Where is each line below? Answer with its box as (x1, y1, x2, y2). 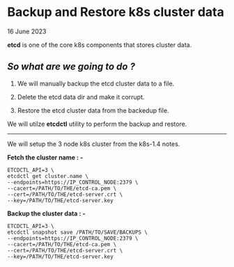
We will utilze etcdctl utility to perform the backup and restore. (7, 120, 187, 128)
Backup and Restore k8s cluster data (7, 4, 224, 20)
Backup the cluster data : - (7, 209, 86, 218)
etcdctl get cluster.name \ (7, 172, 89, 179)
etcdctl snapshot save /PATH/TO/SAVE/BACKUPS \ (7, 229, 148, 236)
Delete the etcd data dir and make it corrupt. (17, 92, 145, 101)
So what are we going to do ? (7, 60, 136, 73)
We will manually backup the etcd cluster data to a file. (17, 79, 175, 88)
